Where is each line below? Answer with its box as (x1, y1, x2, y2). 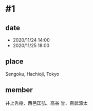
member (5, 85, 33, 95)
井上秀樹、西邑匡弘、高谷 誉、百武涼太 (5, 100, 88, 106)
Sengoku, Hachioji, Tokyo (5, 71, 60, 77)
